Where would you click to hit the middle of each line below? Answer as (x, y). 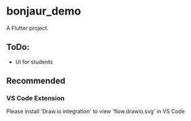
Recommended (36, 81)
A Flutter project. (27, 28)
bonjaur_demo (44, 11)
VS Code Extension (36, 99)
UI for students (34, 61)
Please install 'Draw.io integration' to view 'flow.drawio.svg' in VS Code (95, 111)
